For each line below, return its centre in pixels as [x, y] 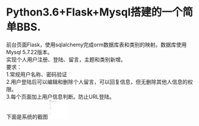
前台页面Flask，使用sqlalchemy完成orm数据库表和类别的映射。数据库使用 [97, 45]
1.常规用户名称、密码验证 [37, 74]
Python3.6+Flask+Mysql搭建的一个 [94, 12]
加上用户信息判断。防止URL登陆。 [73, 96]
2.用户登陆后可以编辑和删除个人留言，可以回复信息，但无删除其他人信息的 [97, 81]
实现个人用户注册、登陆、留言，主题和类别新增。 [66, 59]
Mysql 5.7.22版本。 [29, 52]
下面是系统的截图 [27, 116]
